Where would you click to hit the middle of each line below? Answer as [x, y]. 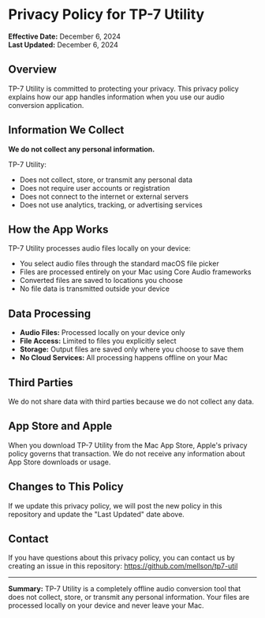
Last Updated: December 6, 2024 [63, 44]
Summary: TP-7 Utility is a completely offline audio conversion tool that [125, 589]
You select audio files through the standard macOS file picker [119, 264]
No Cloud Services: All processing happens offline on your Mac [124, 358]
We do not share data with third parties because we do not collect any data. [131, 401]
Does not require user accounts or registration [95, 188]
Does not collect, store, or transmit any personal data [106, 180]
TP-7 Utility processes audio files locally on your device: [99, 248]
